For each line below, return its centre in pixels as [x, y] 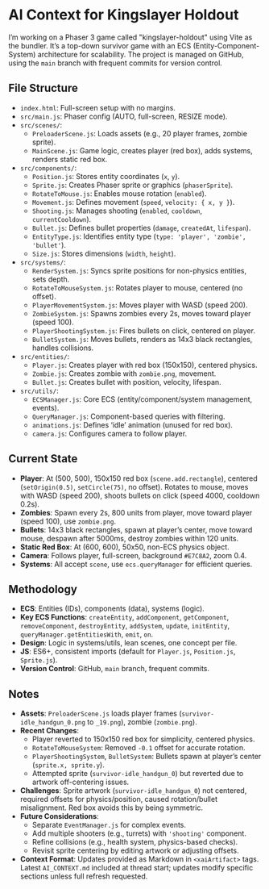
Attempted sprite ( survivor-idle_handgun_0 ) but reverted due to [138, 774]
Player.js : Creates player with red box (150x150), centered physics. [145, 365]
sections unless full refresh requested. [84, 876]
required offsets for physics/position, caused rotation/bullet [118, 799]
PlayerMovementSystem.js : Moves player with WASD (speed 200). [140, 305]
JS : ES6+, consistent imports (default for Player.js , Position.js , [128, 652]
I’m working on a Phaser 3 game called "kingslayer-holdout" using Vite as [130, 37]
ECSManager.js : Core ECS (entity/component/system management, [142, 399]
